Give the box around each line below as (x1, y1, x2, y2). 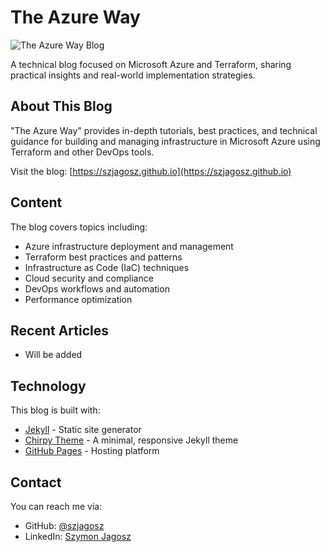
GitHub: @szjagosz (24, 520, 105, 531)
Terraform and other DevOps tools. (10, 146, 155, 158)
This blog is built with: (10, 404, 101, 416)
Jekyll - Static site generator (24, 424, 142, 436)
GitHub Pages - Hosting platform (24, 445, 160, 457)
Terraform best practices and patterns (24, 251, 183, 263)
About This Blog (10, 98, 113, 115)
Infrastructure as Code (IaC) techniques (24, 261, 190, 273)
